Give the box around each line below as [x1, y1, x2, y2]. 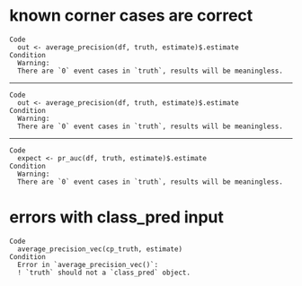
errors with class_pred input [9, 207, 225, 228]
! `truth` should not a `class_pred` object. [17, 268, 191, 277]
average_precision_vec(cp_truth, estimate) [17, 244, 182, 254]
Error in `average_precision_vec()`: [17, 260, 159, 269]
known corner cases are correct [9, 5, 253, 26]
